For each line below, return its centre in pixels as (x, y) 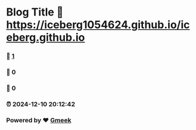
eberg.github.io (46, 38)
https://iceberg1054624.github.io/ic (98, 25)
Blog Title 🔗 (35, 12)
